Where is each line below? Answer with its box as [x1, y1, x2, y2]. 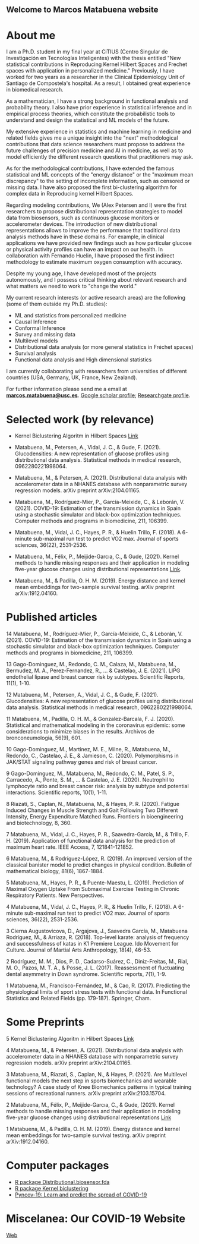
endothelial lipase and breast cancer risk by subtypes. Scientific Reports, [6, 673, 185, 681]
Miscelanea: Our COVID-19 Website [6, 1212, 186, 1226]
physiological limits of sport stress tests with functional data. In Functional [6, 988, 187, 996]
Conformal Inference [14, 325, 66, 332]
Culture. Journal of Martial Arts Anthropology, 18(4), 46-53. [6, 946, 151, 953]
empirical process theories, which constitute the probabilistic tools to [6, 110, 175, 118]
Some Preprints [6, 1016, 84, 1029]
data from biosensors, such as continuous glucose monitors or [6, 214, 160, 222]
